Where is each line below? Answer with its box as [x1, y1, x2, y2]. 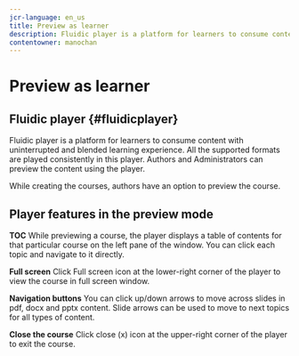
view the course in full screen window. [9, 276, 149, 287]
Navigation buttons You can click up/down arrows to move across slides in [9, 293, 286, 303]
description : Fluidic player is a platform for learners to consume [9, 29, 269, 38]
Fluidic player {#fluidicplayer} [9, 111, 179, 126]
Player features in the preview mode [9, 206, 214, 222]
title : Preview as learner [9, 21, 109, 30]
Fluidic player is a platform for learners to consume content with [9, 135, 244, 146]
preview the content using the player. [9, 164, 145, 174]
